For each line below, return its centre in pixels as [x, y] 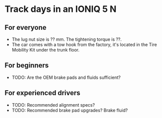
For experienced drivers [42, 93]
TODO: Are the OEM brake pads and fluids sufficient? [66, 77]
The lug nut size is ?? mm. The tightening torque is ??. [67, 39]
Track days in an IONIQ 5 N [61, 9]
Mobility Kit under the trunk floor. [46, 50]
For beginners [27, 65]
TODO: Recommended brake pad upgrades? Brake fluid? [70, 110]
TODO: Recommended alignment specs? [53, 105]
